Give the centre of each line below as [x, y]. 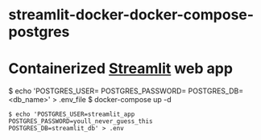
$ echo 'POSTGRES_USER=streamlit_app [72, 114]
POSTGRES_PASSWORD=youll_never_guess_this [81, 121]
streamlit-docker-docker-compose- [131, 15]
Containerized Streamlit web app [121, 69]
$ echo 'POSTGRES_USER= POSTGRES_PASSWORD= [97, 91]
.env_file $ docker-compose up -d [115, 100]
